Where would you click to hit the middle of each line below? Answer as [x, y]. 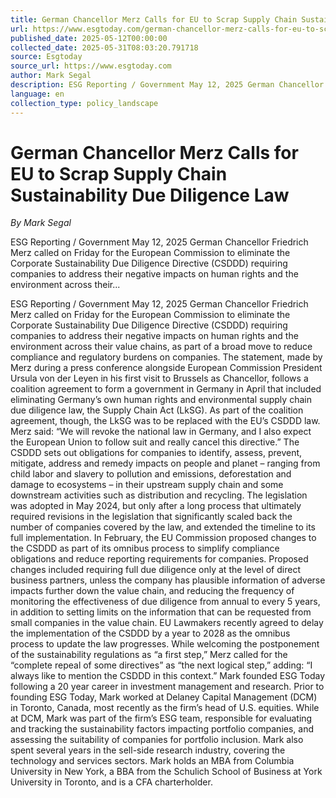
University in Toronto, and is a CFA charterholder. [111, 782]
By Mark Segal [41, 223]
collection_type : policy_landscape [84, 103]
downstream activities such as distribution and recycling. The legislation [159, 495]
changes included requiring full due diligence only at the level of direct [155, 570]
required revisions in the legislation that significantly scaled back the [151, 517]
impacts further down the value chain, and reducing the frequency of [152, 591]
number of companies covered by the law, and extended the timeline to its [163, 527]
